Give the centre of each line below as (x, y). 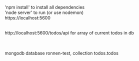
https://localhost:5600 (28, 18)
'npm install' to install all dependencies (45, 7)
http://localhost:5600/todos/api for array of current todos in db (69, 33)
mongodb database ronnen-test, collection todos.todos (61, 53)
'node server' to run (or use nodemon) (44, 12)
